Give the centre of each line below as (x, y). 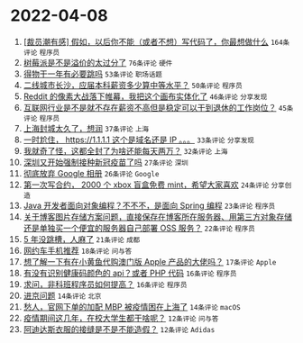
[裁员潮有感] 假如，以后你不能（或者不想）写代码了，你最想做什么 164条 (156, 41)
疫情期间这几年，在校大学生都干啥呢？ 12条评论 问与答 (121, 318)
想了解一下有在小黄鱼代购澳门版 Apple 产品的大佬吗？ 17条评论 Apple (150, 261)
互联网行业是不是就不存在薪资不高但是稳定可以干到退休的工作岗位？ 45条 (158, 107)
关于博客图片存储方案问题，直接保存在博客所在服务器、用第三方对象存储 (157, 216)
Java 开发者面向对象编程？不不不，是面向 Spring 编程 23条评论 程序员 (149, 205)
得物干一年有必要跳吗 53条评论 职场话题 (93, 74)
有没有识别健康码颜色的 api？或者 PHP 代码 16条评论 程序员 (130, 273)
